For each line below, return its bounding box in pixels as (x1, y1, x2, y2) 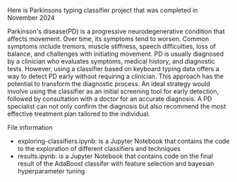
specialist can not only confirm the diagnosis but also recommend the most (7, 102, 226, 110)
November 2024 (7, 13, 55, 22)
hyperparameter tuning (17, 167, 85, 175)
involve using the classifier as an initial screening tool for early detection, (7, 87, 219, 95)
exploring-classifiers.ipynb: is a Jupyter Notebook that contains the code (17, 137, 230, 145)
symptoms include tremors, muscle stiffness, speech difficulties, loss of (7, 42, 217, 50)
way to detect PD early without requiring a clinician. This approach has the (7, 72, 224, 80)
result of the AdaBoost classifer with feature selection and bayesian (17, 159, 214, 168)
